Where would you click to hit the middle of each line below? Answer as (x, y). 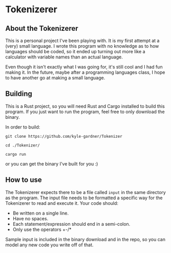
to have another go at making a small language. (55, 78)
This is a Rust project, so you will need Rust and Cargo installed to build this (85, 106)
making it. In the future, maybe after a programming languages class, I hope (85, 72)
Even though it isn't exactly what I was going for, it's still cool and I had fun (84, 67)
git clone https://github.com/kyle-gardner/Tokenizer (64, 136)
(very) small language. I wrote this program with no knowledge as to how (82, 46)
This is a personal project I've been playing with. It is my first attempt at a (82, 40)
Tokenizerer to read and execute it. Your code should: (62, 203)
